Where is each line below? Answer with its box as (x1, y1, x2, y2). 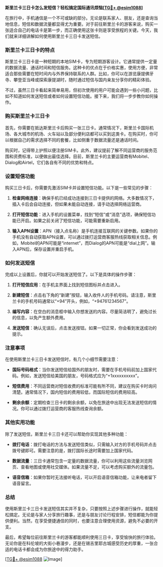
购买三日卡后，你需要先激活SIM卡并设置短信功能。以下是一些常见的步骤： (5, 184, 153, 190)
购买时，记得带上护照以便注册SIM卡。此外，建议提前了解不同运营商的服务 (5, 147, 153, 153)
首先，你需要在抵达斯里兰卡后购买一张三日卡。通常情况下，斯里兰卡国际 (5, 125, 149, 130)
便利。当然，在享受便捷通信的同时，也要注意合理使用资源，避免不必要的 (9, 518, 154, 524)
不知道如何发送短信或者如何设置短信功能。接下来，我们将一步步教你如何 (9, 93, 154, 99)
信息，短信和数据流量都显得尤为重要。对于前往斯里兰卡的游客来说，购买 (9, 21, 154, 27)
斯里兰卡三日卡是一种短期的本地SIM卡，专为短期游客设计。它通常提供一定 (5, 58, 153, 65)
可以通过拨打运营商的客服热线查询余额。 (25, 406, 106, 412)
